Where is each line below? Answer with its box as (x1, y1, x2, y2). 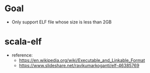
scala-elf (4, 36, 42, 47)
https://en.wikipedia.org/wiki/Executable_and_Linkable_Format (19, 57, 145, 63)
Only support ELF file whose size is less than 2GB (11, 19, 112, 25)
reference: (11, 52, 33, 58)
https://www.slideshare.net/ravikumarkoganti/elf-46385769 (19, 62, 140, 68)
